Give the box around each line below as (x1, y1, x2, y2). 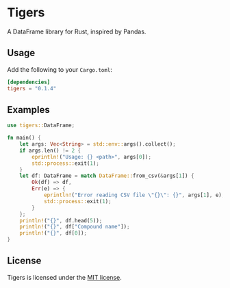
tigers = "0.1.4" (7, 85, 57, 92)
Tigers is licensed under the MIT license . (7, 273, 122, 281)
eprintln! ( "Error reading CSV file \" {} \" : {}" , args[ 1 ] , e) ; (43, 192, 225, 199)
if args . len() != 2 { (19, 147, 81, 154)
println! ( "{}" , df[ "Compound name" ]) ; (19, 224, 130, 231)
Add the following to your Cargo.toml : (7, 65, 113, 73)
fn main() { (7, 135, 41, 142)
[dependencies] (7, 79, 51, 86)
